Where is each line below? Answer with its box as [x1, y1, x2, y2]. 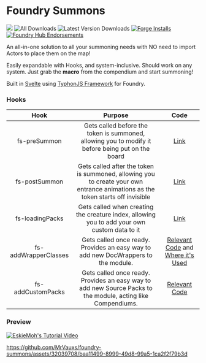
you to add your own [86, 218, 146, 227]
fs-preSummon [17, 137, 62, 145]
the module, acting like [83, 292, 149, 300]
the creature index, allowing [75, 210, 156, 219]
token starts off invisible [81, 193, 151, 201]
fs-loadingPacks [15, 214, 64, 223]
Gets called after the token [77, 162, 154, 170]
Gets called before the [83, 121, 148, 130]
